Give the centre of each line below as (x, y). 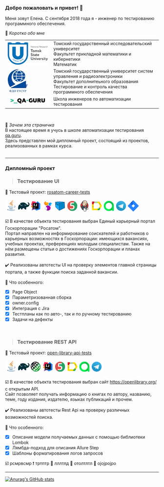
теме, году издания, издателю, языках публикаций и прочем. (69, 399)
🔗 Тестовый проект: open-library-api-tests (48, 353)
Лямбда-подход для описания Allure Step (55, 447)
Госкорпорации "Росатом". (33, 228)
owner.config (25, 303)
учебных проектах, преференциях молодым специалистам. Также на (78, 243)
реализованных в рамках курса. (39, 146)
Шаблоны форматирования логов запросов (58, 453)
